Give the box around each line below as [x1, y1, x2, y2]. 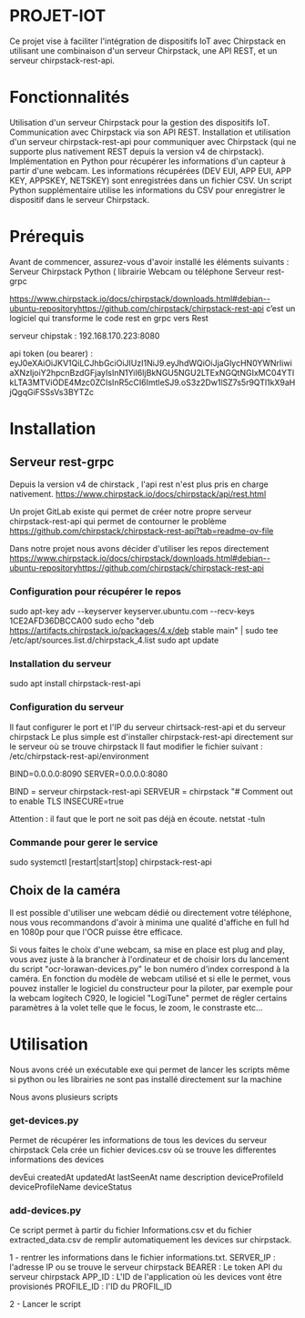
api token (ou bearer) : [9, 348, 94, 359]
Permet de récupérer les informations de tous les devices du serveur [9, 1135, 268, 1146]
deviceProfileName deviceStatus [9, 1181, 132, 1192]
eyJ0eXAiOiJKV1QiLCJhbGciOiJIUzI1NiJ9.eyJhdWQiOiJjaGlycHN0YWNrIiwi [9, 357, 293, 369]
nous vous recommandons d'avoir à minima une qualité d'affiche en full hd [9, 917, 290, 928]
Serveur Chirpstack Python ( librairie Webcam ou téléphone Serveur [9, 266, 265, 277]
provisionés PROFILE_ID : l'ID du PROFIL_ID [9, 1281, 173, 1293]
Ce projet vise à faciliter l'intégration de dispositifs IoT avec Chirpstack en [9, 35, 287, 46]
